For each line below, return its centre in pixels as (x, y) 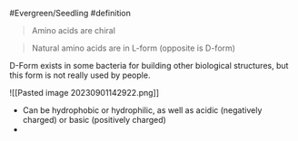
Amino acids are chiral (74, 30)
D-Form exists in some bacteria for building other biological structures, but (149, 66)
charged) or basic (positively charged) (94, 120)
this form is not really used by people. (80, 75)
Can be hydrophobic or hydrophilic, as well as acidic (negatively (142, 110)
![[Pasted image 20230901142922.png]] (84, 93)
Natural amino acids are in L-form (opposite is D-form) (134, 48)
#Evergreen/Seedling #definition (70, 13)
